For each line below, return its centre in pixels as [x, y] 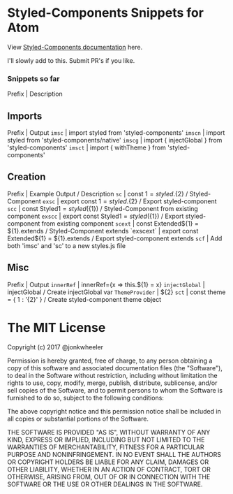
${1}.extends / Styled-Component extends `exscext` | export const [103, 231]
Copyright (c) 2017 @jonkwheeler [55, 347]
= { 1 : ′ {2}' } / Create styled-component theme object [84, 299]
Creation [27, 177]
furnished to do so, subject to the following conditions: [85, 398]
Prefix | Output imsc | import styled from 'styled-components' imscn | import [116, 133]
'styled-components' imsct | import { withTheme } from [87, 147]
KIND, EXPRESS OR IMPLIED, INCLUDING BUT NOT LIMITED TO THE [106, 439]
